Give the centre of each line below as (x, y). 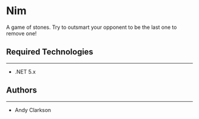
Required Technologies (50, 52)
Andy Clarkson (33, 110)
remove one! (22, 33)
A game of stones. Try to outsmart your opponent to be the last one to (92, 27)
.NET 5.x (25, 71)
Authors (22, 90)
